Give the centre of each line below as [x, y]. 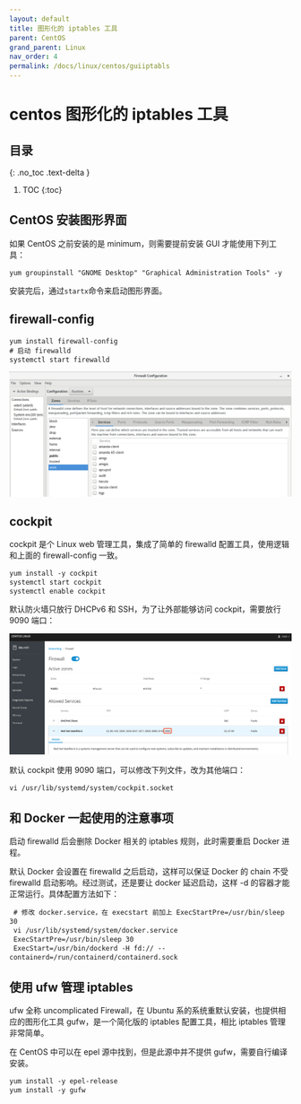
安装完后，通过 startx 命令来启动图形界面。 [88, 291]
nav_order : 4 [34, 57]
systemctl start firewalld [60, 360]
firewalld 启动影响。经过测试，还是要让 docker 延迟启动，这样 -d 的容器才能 [150, 882]
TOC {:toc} [42, 190]
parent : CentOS [38, 38]
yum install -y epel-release [64, 1082]
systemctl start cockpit [56, 583]
